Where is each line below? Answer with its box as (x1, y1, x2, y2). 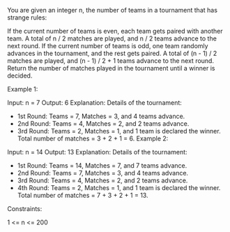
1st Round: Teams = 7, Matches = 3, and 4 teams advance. (17, 112, 185, 120)
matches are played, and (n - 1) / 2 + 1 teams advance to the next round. (7, 57, 215, 65)
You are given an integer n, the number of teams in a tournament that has (7, 6, 218, 14)
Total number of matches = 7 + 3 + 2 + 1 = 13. (17, 191, 148, 199)
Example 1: (7, 85, 38, 93)
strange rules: (7, 13, 47, 22)
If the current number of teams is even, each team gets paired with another (7, 27, 223, 35)
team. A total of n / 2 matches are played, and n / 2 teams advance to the (7, 34, 217, 43)
